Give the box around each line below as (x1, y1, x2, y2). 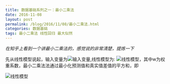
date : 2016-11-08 (5, 12, 42, 17)
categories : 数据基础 (5, 26, 48, 31)
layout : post (5, 17, 33, 22)
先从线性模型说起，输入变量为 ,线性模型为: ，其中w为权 (5, 56, 165, 62)
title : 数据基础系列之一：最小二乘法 (5, 7, 75, 13)
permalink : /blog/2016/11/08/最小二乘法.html (5, 21, 99, 27)
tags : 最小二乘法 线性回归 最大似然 (5, 31, 73, 36)
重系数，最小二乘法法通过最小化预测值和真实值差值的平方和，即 (5, 63, 139, 68)
